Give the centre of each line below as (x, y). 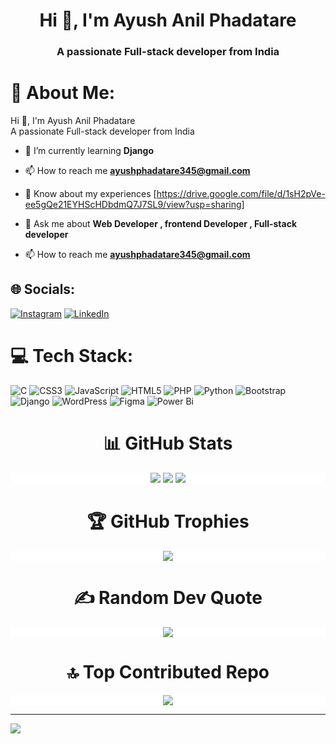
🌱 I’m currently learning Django (89, 151)
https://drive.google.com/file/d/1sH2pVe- (241, 194)
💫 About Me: (63, 93)
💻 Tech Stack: (72, 356)
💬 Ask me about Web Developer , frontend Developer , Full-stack (161, 224)
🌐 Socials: (43, 289)
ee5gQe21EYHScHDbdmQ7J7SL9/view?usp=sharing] (134, 205)
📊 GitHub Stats (168, 443)
